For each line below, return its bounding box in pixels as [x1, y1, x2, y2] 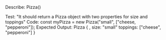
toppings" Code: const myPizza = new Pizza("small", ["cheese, [5, 19, 136, 25]
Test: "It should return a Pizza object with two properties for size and [5, 14, 148, 19]
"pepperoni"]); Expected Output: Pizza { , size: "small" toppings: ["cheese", [5, 24, 161, 30]
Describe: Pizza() [5, 4, 41, 10]
